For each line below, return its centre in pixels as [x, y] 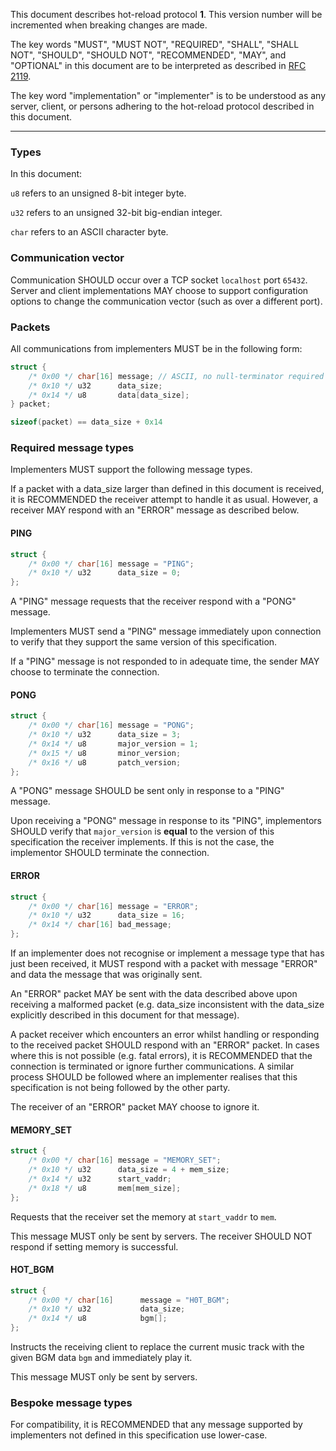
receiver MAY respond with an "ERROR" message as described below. [155, 510]
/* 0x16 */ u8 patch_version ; [105, 762]
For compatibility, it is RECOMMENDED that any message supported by [156, 1425]
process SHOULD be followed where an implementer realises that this [154, 1077]
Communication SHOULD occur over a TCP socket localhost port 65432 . [159, 280]
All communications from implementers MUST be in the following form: [156, 348]
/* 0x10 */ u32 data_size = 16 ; [107, 915]
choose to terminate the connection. [85, 672]
